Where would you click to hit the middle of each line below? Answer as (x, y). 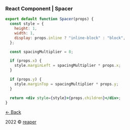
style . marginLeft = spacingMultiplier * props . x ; (68, 66)
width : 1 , (25, 33)
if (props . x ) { (26, 61)
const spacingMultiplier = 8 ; (41, 52)
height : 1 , (26, 29)
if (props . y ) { (26, 79)
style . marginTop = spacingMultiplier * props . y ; (67, 84)
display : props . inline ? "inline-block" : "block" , (70, 38)
